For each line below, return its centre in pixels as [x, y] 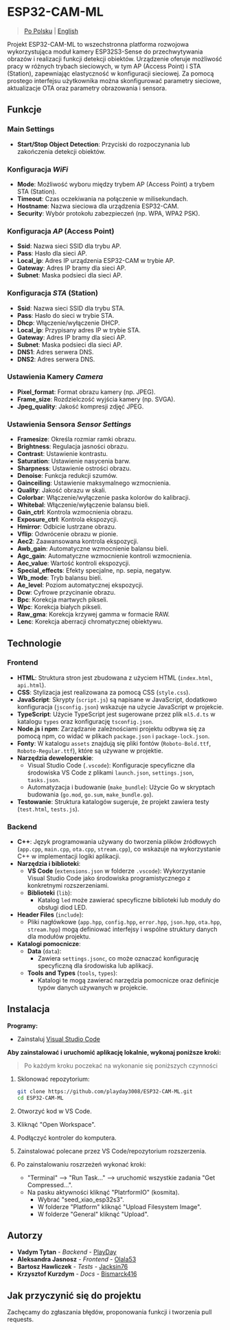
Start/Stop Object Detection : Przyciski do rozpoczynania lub [103, 144]
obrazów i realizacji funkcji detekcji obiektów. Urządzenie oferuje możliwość [115, 58]
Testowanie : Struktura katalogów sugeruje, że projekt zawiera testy [113, 801]
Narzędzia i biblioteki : [49, 864]
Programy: [23, 1025]
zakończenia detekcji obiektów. [61, 151]
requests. [21, 1320]
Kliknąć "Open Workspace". [56, 1124]
